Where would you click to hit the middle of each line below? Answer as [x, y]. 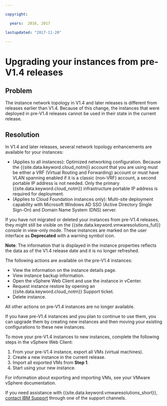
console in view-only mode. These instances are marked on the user [76, 230]
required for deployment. [38, 194]
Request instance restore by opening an [54, 286]
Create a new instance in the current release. [59, 357]
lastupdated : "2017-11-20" [33, 32]
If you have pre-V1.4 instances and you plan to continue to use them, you [81, 317]
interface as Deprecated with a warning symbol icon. [60, 236]
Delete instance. [29, 297]
